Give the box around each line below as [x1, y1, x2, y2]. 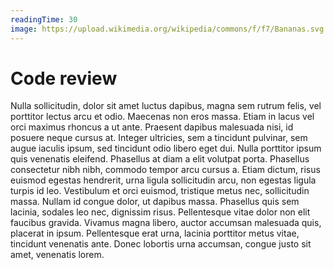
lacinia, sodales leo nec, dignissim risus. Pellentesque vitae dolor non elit [10, 206, 311, 218]
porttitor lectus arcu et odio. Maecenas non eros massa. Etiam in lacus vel [10, 111, 315, 123]
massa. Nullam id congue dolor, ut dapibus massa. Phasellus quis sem [10, 196, 300, 208]
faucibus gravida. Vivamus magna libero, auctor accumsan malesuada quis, [10, 217, 322, 229]
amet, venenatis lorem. [10, 249, 105, 261]
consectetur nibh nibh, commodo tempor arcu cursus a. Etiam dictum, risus [10, 164, 321, 176]
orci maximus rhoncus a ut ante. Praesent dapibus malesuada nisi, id [10, 121, 294, 133]
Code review [10, 67, 118, 90]
